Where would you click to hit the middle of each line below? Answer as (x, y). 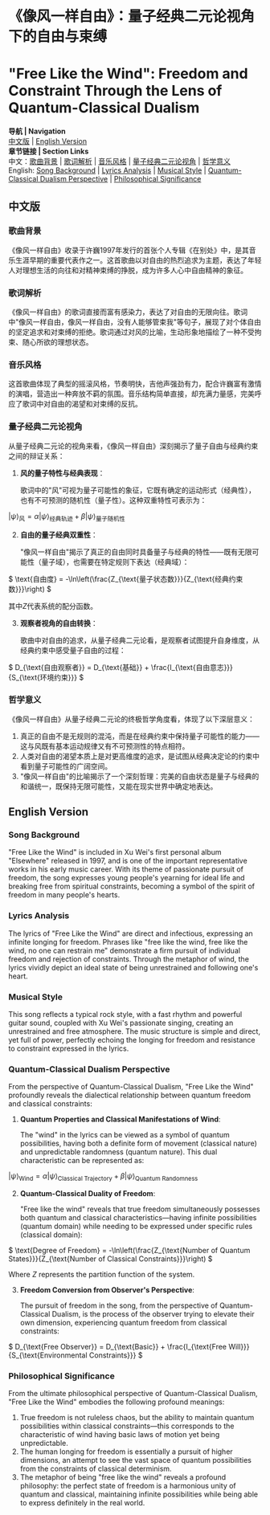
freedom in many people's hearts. (64, 895)
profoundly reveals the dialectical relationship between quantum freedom (130, 1095)
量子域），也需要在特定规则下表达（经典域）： (115, 561)
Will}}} (239, 1347)
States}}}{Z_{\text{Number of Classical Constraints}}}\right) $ (110, 1259)
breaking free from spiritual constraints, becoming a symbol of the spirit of (132, 886)
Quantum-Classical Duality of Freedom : (88, 1194)
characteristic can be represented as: (82, 1161)
